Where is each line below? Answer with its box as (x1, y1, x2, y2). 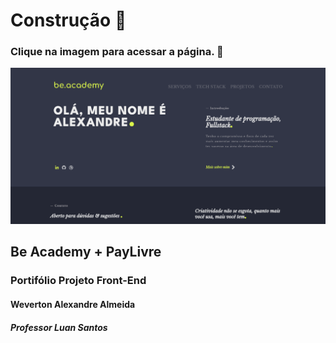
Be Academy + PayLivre (10, 244, 162, 261)
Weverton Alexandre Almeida (10, 298, 136, 310)
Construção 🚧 (10, 9, 127, 32)
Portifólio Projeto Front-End (10, 274, 147, 288)
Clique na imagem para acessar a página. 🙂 (10, 45, 224, 59)
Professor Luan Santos (10, 321, 108, 333)
